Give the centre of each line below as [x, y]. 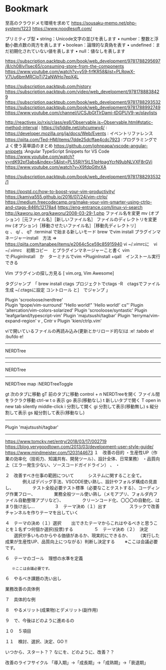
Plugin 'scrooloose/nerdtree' [34, 299]
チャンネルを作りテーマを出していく [42, 512]
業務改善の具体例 [22, 589]
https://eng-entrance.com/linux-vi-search [100, 207]
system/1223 [18, 28]
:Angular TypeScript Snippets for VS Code [67, 151]
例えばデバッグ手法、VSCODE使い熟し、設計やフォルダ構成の [85, 481]
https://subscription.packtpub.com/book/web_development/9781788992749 [83, 107]
